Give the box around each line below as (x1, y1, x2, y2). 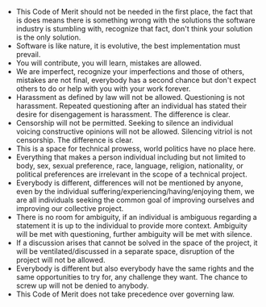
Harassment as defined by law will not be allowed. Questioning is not (15, 93, 245, 102)
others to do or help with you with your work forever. (15, 84, 191, 93)
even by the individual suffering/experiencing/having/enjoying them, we (15, 187, 256, 196)
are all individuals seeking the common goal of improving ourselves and (15, 195, 255, 205)
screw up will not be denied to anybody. (15, 281, 149, 290)
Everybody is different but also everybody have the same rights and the (15, 263, 255, 273)
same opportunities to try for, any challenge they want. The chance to (15, 272, 248, 281)
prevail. (15, 50, 41, 59)
